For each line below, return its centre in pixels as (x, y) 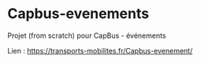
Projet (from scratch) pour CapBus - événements (87, 35)
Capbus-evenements (78, 14)
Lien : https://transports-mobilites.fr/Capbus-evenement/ (100, 50)
